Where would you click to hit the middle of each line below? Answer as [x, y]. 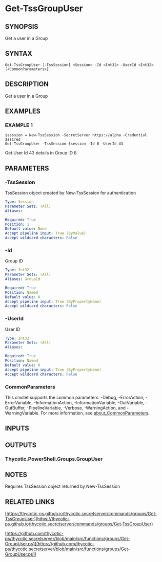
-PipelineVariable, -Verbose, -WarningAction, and [76, 408]
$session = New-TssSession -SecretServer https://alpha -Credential [76, 135]
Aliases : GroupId [23, 279]
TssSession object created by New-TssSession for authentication [71, 193]
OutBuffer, [15, 408]
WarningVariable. [22, 413]
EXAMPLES [23, 111]
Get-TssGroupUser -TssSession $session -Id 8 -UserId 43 [64, 144]
